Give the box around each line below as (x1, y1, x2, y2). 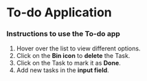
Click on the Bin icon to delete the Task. (16, 52, 131, 60)
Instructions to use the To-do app (6, 29, 121, 39)
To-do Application (6, 5, 113, 20)
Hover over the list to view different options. (16, 44, 141, 52)
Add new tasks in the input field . (16, 66, 109, 74)
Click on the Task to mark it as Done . (16, 59, 121, 67)
